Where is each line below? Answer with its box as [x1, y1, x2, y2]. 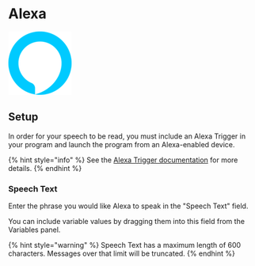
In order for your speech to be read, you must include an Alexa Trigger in [8, 131, 246, 141]
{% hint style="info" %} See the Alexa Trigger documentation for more [8, 155, 238, 165]
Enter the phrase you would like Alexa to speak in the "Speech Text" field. [8, 201, 249, 211]
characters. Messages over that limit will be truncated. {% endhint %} [8, 249, 235, 258]
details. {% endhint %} [8, 163, 82, 173]
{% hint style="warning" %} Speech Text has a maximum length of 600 [8, 241, 242, 250]
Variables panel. [8, 225, 61, 234]
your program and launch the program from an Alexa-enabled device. [8, 139, 235, 149]
